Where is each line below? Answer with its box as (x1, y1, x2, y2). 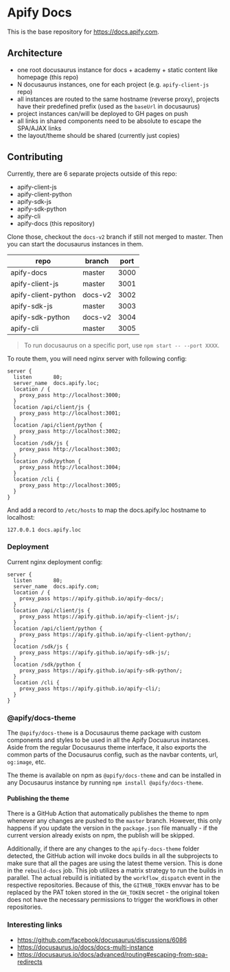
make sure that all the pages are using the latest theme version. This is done (7, 859, 223, 868)
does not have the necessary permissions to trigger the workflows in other (7, 896, 218, 904)
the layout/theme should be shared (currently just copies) (16, 131, 180, 139)
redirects (16, 958, 43, 966)
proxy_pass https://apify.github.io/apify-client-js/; (19, 613, 180, 620)
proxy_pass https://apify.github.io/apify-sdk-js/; (19, 649, 170, 656)
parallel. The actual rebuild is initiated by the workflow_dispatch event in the (7, 874, 221, 882)
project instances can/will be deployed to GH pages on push (16, 109, 189, 117)
